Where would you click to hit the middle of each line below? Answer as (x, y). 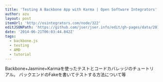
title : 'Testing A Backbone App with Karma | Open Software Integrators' (81, 9)
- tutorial (20, 54)
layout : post (18, 18)
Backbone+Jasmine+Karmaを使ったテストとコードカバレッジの (69, 68)
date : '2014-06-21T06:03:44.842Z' (40, 32)
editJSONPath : (19, 27)
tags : (10, 37)
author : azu (17, 14)
